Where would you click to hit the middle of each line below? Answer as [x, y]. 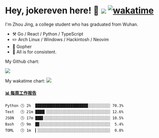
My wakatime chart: [25, 81]
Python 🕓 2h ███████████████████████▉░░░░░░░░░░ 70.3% [64, 106]
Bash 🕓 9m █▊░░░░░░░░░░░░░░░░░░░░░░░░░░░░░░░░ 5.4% [64, 124]
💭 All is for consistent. [34, 51]
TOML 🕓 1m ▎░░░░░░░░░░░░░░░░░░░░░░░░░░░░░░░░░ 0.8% [64, 131]
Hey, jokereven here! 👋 [52, 11]
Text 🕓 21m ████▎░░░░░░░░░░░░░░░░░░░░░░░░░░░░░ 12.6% [64, 112]
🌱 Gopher [22, 46]
